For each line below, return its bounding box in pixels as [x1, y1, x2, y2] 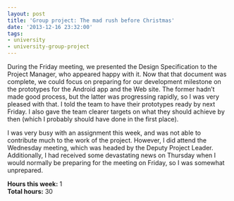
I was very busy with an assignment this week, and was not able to [7, 128, 202, 137]
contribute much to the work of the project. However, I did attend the [7, 136, 207, 145]
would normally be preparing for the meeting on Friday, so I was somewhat [7, 159, 225, 166]
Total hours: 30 [7, 188, 53, 195]
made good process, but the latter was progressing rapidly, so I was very [7, 92, 220, 101]
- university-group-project [7, 43, 90, 50]
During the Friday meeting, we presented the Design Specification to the [7, 63, 217, 71]
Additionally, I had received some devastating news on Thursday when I [7, 151, 216, 159]
